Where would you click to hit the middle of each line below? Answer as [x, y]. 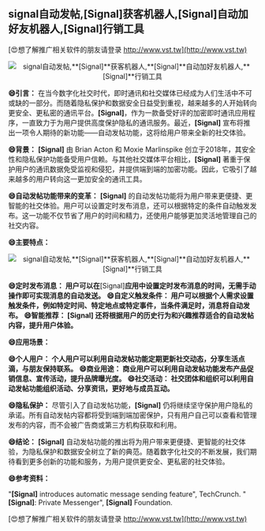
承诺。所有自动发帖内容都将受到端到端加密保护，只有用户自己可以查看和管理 [132, 415]
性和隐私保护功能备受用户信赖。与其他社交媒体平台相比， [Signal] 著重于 [126, 159]
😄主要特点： [29, 242]
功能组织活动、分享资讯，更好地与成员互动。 [101, 388]
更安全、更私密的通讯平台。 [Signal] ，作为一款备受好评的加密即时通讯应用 [128, 112]
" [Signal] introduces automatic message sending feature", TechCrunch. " [127, 494]
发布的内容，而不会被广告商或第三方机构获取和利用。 [95, 424]
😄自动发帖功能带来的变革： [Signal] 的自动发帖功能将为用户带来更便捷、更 [131, 195]
